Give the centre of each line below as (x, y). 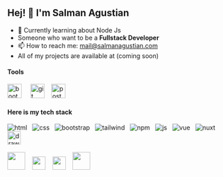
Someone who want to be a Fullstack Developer (88, 38)
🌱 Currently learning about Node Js (69, 30)
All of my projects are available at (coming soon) (88, 56)
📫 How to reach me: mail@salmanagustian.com (87, 45)
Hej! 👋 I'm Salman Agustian (68, 13)
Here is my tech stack (40, 112)
